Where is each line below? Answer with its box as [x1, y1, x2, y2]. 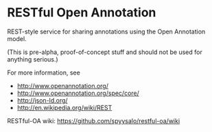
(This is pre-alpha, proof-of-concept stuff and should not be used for [7, 48, 202, 56]
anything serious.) [7, 55, 58, 63]
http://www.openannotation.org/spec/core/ [16, 89, 139, 97]
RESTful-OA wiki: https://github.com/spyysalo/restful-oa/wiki [7, 116, 180, 124]
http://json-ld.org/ [16, 96, 68, 104]
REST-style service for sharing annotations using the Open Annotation [7, 27, 206, 36]
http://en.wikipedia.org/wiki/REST [16, 103, 113, 111]
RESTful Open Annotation [7, 5, 156, 21]
